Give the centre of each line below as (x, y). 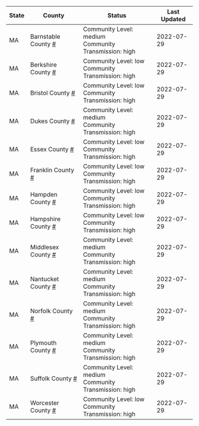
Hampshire (45, 219)
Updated (173, 19)
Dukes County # (52, 121)
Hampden (44, 194)
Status (117, 15)
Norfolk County (51, 311)
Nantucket (44, 279)
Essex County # (52, 149)
